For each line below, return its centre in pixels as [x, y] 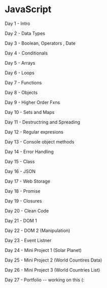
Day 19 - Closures [23, 201]
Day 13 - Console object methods [40, 141]
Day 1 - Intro [17, 23]
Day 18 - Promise [23, 191]
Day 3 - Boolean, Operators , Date [40, 43]
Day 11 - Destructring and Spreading [43, 122]
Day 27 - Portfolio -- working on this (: [45, 280]
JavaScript [28, 9]
